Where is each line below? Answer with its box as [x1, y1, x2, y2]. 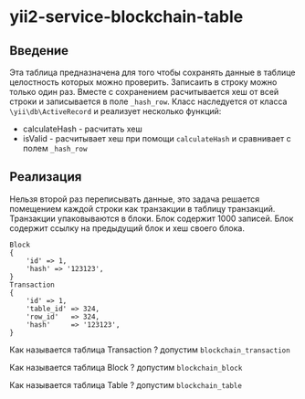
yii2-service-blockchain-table [9, 6, 244, 27]
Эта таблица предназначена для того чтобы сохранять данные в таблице [9, 67, 296, 78]
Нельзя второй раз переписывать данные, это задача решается [9, 194, 260, 205]
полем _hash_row [22, 143, 88, 153]
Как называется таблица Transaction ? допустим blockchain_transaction [9, 344, 290, 355]
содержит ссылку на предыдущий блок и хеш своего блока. [9, 222, 245, 234]
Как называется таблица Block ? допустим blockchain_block [9, 362, 243, 373]
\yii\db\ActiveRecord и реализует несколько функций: [9, 106, 222, 116]
